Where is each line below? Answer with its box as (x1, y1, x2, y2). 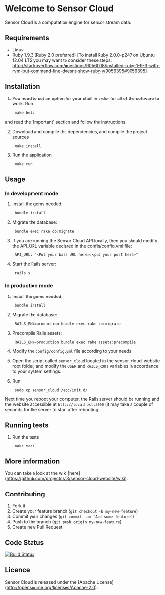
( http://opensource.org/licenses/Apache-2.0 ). (5, 584, 98, 590)
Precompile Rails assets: (12, 330, 62, 336)
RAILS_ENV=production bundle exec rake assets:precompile (14, 340, 136, 345)
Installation (5, 82, 40, 91)
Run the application (12, 152, 52, 158)
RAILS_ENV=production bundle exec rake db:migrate (14, 321, 121, 326)
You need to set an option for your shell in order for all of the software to (12, 95, 159, 101)
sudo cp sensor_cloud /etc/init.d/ (14, 387, 88, 393)
